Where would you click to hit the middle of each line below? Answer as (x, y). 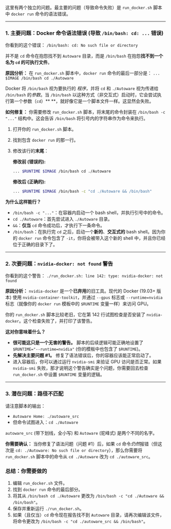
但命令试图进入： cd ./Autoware (45, 422)
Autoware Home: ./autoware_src (46, 416)
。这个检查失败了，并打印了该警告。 (57, 321)
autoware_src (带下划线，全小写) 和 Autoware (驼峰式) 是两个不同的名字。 (81, 433)
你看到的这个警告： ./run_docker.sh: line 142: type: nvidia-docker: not (84, 276)
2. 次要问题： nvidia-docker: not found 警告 (59, 263)
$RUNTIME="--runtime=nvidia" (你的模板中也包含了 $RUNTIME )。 (78, 349)
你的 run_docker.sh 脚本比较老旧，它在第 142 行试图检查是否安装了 (76, 314)
